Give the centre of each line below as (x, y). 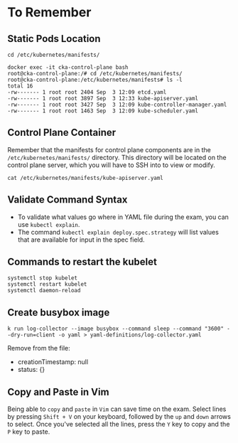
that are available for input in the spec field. (81, 240)
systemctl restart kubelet (47, 284)
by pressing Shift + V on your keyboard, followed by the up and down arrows (119, 417)
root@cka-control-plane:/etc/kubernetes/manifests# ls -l (95, 80)
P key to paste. (29, 432)
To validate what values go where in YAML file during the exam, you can (123, 217)
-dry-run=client (31, 335)
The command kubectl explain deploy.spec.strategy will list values (118, 232)
